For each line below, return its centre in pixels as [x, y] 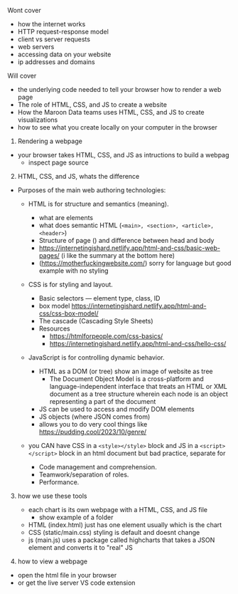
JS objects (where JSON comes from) [94, 417]
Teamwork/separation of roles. [84, 474]
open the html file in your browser [67, 575]
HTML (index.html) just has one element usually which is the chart [125, 525]
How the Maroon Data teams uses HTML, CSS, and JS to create [111, 112]
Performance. [59, 482]
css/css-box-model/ [69, 313]
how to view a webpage [53, 561]
